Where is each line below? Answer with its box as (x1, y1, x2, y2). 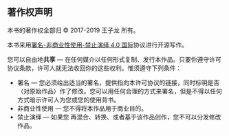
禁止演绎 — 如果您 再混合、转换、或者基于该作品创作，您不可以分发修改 (17, 113, 221, 121)
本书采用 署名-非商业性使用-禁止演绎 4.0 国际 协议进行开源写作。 (7, 41, 188, 49)
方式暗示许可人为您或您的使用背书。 (17, 95, 120, 104)
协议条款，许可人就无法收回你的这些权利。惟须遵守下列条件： (7, 64, 182, 72)
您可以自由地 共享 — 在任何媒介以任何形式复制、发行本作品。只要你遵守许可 (7, 55, 221, 63)
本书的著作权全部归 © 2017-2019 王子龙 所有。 (7, 26, 140, 34)
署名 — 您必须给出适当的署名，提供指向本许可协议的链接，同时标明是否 (17, 78, 220, 87)
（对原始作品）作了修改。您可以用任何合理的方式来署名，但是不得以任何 (17, 87, 222, 95)
